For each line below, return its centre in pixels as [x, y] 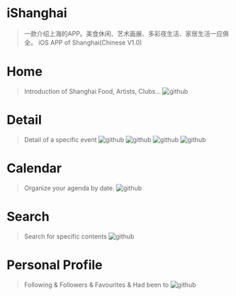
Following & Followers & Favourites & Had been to [96, 285]
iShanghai [37, 13]
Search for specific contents [65, 236]
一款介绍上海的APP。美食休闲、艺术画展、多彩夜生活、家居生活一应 [123, 33]
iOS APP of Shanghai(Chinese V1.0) [90, 42]
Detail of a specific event [60, 139]
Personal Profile [55, 265]
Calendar [34, 168]
